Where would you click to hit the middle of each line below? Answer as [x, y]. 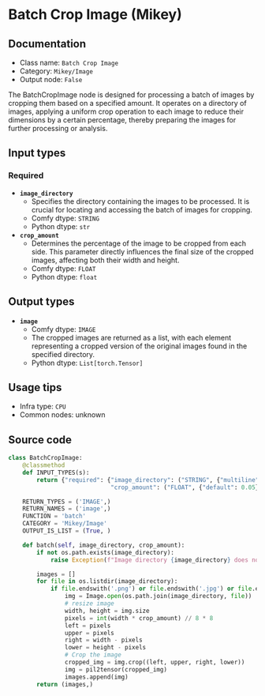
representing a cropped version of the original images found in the [139, 346]
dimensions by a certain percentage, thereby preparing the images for [122, 120]
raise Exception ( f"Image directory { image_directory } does [149, 560]
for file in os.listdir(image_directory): [107, 581]
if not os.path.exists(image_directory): [106, 552]
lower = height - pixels [105, 648]
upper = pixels [89, 633]
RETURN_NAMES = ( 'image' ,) [67, 509]
